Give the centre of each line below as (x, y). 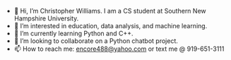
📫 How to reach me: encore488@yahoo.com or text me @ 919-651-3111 (119, 49)
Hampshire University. (46, 18)
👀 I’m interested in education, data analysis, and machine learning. (111, 26)
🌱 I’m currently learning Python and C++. (73, 33)
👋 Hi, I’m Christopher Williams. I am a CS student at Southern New (110, 11)
